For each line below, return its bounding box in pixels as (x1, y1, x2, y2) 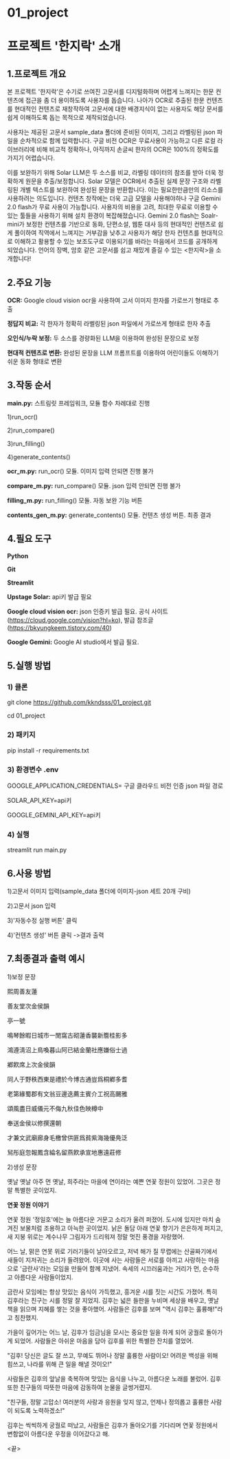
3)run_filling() (7, 439, 45, 448)
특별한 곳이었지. (14, 1186, 57, 1194)
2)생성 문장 (7, 1162, 38, 1171)
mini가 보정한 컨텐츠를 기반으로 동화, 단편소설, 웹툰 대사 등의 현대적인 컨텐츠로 (7, 220, 216, 229)
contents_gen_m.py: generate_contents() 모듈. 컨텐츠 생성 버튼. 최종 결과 (7, 511, 211, 519)
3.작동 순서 (7, 379, 51, 391)
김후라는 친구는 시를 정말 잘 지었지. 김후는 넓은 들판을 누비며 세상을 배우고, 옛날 (7, 1296, 220, 1304)
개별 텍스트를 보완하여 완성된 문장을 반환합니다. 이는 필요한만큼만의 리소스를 (19, 186, 224, 194)
